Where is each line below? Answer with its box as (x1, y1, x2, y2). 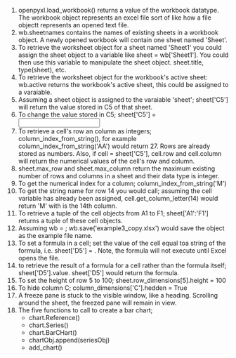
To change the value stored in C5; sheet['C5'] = (18, 110, 157, 119)
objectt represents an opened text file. (18, 21, 129, 29)
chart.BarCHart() (28, 329, 77, 336)
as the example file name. (18, 232, 93, 239)
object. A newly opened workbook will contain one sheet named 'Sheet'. (18, 36, 228, 44)
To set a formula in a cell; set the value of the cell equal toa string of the (18, 239, 226, 247)
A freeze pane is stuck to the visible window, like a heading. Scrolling (18, 291, 218, 299)
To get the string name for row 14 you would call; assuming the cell (18, 187, 213, 195)
